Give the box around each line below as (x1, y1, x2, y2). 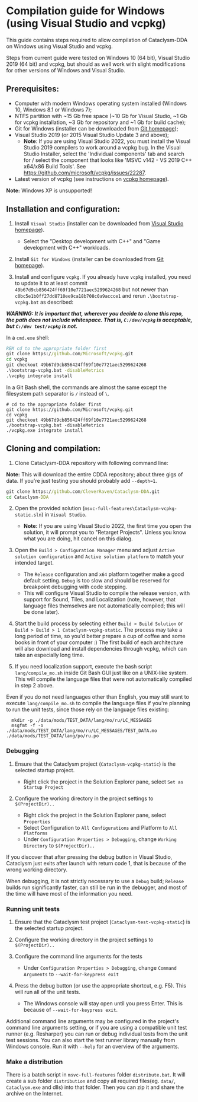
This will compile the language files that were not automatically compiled (14, 676, 192, 683)
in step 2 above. (14, 682, 54, 689)
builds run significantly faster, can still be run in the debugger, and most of (6, 884, 187, 891)
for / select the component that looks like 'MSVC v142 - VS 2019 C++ (23, 156, 192, 164)
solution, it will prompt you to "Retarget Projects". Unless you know (23, 529, 187, 536)
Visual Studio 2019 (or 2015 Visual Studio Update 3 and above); (14, 131, 170, 138)
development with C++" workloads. (23, 244, 111, 251)
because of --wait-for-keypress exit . (23, 1006, 118, 1013)
